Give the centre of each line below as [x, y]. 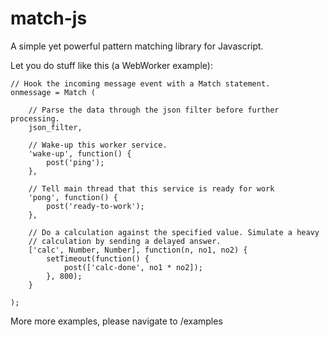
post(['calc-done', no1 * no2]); [133, 267]
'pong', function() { [73, 197]
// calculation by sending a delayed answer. [125, 241]
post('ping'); [75, 162]
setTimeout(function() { [98, 258]
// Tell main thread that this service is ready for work [151, 188]
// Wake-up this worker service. [98, 145]
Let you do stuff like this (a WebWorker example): [111, 65]
